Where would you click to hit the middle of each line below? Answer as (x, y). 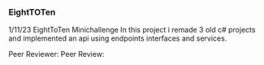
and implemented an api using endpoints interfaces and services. (118, 38)
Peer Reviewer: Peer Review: (56, 54)
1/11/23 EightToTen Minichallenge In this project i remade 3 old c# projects (132, 30)
